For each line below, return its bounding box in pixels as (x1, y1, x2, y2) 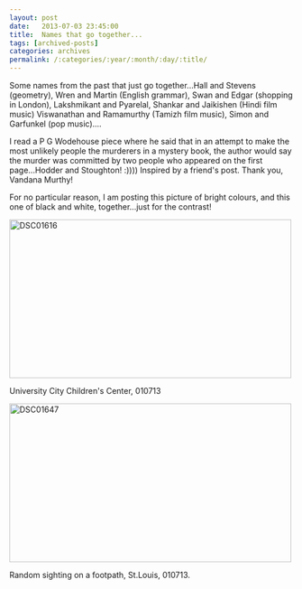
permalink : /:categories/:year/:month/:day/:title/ (9, 55, 207, 64)
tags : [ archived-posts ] (9, 38, 99, 48)
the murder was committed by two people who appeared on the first (9, 155, 263, 165)
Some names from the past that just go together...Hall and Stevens (9, 80, 257, 90)
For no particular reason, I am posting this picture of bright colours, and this (9, 192, 290, 202)
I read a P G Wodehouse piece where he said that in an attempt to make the (9, 136, 290, 146)
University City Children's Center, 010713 (9, 386, 161, 396)
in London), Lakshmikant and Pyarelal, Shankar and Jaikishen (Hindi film (9, 99, 278, 109)
